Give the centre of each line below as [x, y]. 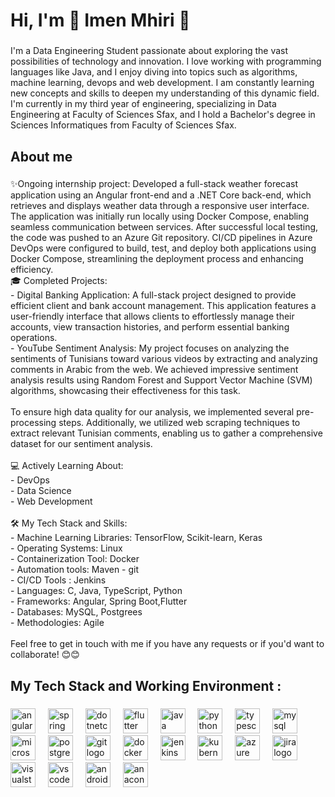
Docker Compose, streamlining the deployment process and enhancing [157, 259]
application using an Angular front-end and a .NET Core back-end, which [161, 195]
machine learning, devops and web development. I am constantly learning [162, 83]
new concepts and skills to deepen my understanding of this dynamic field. [165, 93]
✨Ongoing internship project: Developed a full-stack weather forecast [154, 184]
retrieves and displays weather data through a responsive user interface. [160, 206]
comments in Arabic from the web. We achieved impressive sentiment [154, 370]
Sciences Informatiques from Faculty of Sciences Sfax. [123, 125]
